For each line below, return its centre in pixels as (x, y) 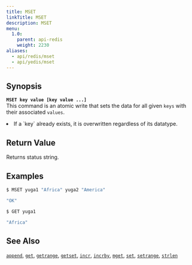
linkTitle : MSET (26, 17)
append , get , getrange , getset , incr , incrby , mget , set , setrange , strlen (92, 255)
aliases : (17, 51)
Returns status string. (33, 157)
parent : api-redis (40, 40)
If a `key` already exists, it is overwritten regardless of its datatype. (96, 124)
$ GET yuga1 (21, 211)
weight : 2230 (33, 46)
